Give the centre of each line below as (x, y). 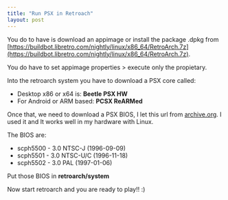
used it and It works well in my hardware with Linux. (80, 121)
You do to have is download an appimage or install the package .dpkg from (113, 39)
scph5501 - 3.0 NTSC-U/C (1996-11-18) (72, 155)
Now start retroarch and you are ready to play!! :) (76, 189)
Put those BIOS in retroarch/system (58, 176)
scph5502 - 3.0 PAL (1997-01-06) (65, 162)
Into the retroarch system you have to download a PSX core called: (102, 80)
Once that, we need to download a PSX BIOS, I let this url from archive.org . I (114, 114)
